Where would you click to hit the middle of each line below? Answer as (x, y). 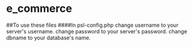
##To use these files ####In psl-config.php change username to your (92, 25)
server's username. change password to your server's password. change (97, 31)
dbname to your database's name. (49, 37)
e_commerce (39, 9)
